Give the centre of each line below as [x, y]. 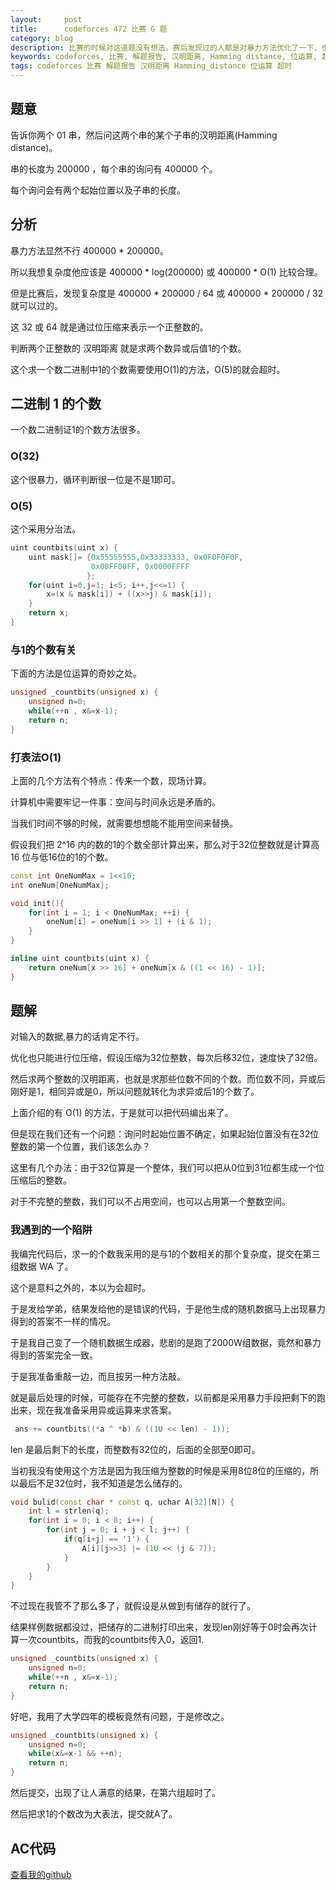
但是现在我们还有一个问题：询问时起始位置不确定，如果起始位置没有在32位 [165, 1134]
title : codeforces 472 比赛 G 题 [89, 29]
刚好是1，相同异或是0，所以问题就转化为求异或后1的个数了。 [135, 1092]
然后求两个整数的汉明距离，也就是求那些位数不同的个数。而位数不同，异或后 [168, 1079]
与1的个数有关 [43, 649]
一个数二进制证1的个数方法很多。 [78, 430]
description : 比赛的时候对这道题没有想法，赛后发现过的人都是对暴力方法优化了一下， [166, 47]
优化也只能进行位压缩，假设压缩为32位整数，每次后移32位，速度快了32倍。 [166, 1058]
